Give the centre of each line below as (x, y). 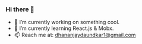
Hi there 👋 (20, 9)
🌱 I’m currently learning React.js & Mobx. (64, 28)
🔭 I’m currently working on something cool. (67, 22)
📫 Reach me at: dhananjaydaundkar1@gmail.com (75, 35)
